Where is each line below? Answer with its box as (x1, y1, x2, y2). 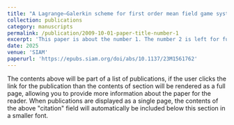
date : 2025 (7, 42, 39, 49)
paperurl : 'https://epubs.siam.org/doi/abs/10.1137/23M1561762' (7, 56, 198, 62)
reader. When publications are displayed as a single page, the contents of (7, 97, 219, 105)
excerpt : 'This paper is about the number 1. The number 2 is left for (7, 36, 219, 43)
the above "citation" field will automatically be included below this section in (7, 103, 226, 112)
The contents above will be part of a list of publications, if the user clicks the (7, 74, 226, 83)
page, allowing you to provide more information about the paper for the (7, 89, 211, 97)
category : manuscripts (7, 23, 73, 30)
